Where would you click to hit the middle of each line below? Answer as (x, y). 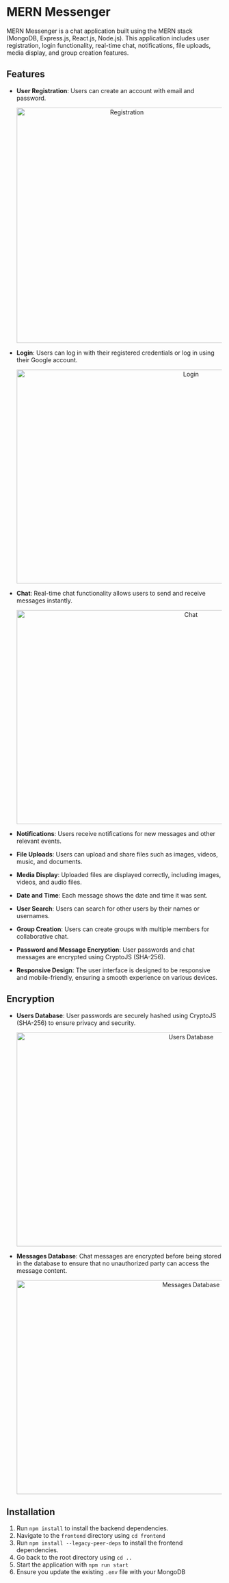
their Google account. (47, 359)
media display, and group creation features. (68, 53)
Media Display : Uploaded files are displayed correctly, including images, (119, 874)
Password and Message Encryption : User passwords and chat (106, 950)
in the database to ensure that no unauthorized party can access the (113, 1263)
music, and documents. (49, 861)
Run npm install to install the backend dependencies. (92, 1528)
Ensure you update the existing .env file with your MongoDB (101, 1572)
